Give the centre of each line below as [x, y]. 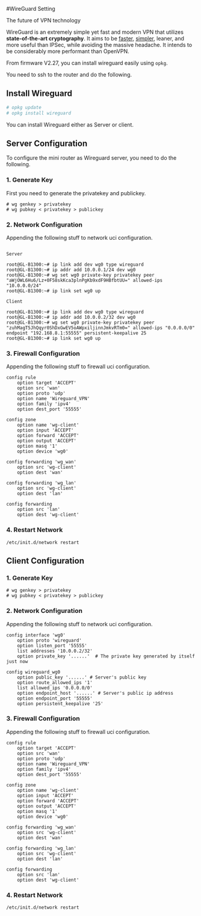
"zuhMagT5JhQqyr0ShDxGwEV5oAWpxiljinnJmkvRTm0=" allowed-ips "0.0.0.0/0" [101, 328]
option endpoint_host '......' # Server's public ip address [95, 693]
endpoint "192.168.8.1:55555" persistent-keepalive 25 [76, 333]
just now [17, 661]
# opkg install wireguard [39, 113]
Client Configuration [45, 561]
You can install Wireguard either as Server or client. [70, 124]
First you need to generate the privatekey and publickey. [76, 193]
